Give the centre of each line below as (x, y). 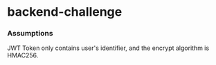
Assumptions (30, 34)
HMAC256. (23, 55)
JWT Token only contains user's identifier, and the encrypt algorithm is (108, 48)
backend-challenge (65, 12)
